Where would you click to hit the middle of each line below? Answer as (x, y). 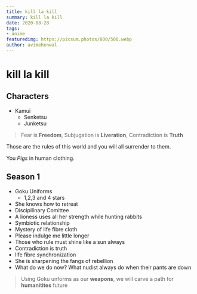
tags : (13, 28)
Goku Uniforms (33, 191)
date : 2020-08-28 (28, 23)
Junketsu (35, 123)
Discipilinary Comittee (42, 210)
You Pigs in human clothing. (40, 158)
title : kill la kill (32, 12)
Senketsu (35, 117)
